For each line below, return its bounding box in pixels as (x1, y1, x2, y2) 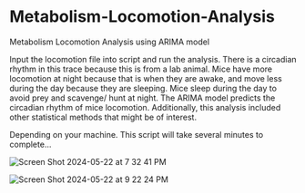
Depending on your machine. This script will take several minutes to (9, 129, 264, 140)
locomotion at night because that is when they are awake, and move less (9, 72, 282, 83)
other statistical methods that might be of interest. (9, 111, 198, 122)
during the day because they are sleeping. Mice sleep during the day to (9, 82, 278, 93)
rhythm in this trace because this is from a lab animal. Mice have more (9, 63, 273, 74)
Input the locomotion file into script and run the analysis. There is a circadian (9, 53, 298, 64)
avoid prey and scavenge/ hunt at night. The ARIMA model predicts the (9, 92, 276, 103)
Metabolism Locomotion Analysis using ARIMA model (9, 36, 210, 47)
